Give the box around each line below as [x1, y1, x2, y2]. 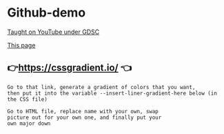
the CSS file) [7, 95, 48, 103]
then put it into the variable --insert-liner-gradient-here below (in [7, 90, 217, 97]
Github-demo [7, 5, 86, 21]
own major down [7, 119, 51, 127]
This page [7, 41, 36, 49]
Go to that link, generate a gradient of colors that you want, [7, 84, 196, 90]
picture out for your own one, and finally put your [7, 114, 162, 121]
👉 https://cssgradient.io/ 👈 [7, 62, 132, 74]
